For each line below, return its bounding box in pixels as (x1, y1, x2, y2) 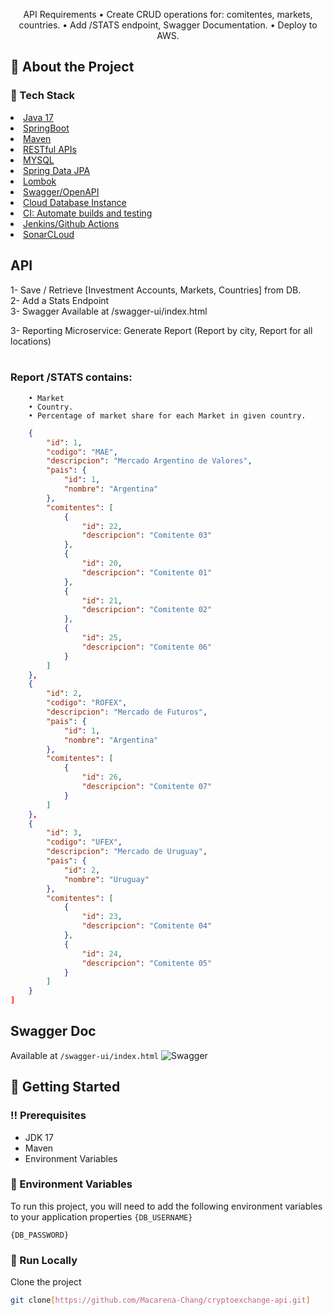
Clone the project (10, 1276, 82, 1288)
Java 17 (23, 111, 54, 123)
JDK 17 (24, 1131, 54, 1143)
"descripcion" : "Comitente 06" (81, 642, 213, 652)
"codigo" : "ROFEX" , (46, 698, 128, 708)
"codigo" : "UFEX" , (46, 837, 123, 848)
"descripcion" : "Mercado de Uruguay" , (46, 847, 208, 857)
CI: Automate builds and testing (23, 207, 153, 219)
